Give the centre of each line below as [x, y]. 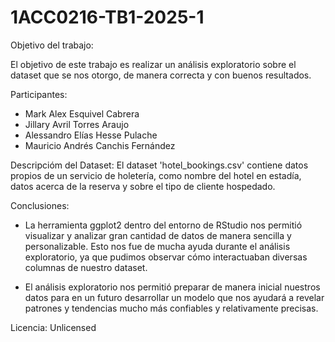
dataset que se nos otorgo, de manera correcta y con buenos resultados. [161, 75]
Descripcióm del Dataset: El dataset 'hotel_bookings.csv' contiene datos [159, 165]
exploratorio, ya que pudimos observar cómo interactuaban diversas [166, 257]
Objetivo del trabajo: [52, 45]
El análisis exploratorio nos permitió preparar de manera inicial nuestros [172, 287]
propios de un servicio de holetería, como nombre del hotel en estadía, [156, 175]
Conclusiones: [40, 205]
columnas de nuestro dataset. [86, 267]
